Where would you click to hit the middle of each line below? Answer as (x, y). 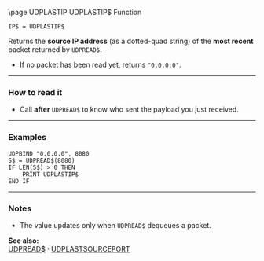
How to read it (35, 92)
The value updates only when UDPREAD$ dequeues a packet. (115, 225)
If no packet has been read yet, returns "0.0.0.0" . (101, 64)
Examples (27, 138)
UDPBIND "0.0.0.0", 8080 (49, 153)
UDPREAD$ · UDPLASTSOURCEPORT (70, 248)
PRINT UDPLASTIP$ (51, 174)
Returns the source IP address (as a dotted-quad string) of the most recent (131, 41)
